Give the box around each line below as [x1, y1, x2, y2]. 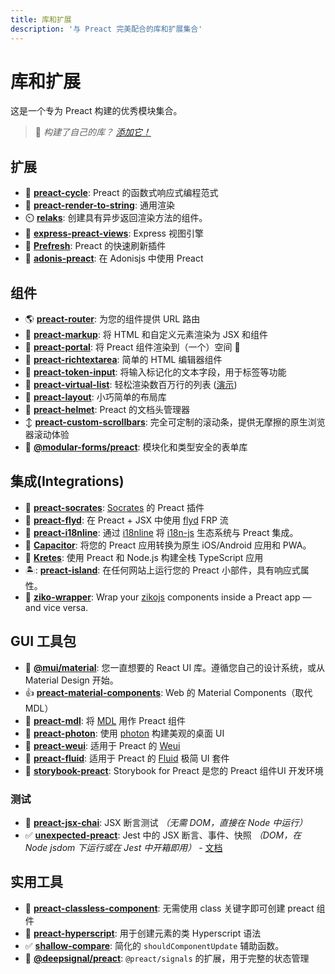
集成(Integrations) [10, 473, 125, 490]
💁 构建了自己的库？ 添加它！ [34, 126, 152, 138]
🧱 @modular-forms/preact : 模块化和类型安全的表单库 [24, 441, 248, 453]
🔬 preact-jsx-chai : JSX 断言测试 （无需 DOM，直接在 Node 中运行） [24, 816, 308, 828]
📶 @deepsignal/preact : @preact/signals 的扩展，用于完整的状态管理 [24, 952, 310, 964]
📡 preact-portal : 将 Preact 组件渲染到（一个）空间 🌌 [24, 341, 241, 353]
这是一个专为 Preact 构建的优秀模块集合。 [10, 105, 183, 117]
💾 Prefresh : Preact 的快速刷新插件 [24, 240, 167, 252]
